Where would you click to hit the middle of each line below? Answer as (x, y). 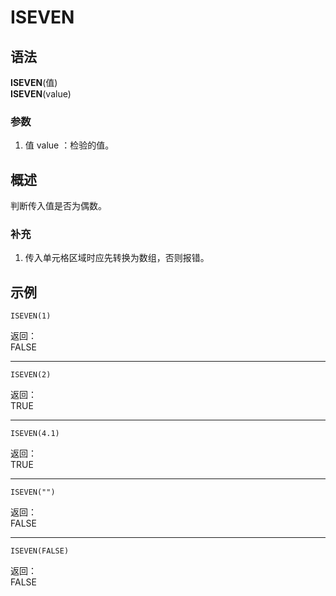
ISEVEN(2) (31, 375)
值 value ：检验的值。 (69, 145)
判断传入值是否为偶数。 (58, 206)
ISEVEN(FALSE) (40, 551)
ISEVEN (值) (34, 82)
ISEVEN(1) (31, 316)
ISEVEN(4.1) (35, 434)
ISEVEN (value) (41, 94)
